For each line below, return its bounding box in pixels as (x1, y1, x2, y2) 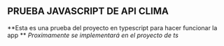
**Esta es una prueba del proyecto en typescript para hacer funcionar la (7, 23, 218, 32)
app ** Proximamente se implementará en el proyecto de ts (7, 31, 178, 39)
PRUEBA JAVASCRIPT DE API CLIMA (7, 5, 169, 17)
